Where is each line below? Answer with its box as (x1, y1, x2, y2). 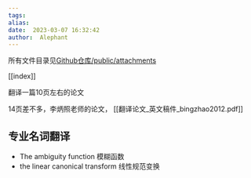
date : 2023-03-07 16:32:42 (8, 26, 100, 34)
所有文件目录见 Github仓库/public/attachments (8, 56, 157, 65)
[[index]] (8, 71, 37, 81)
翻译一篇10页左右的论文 (8, 88, 85, 97)
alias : (8, 19, 30, 27)
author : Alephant (8, 33, 68, 42)
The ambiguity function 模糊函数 (19, 152, 125, 162)
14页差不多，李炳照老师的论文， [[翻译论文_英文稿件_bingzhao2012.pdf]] (8, 104, 243, 114)
